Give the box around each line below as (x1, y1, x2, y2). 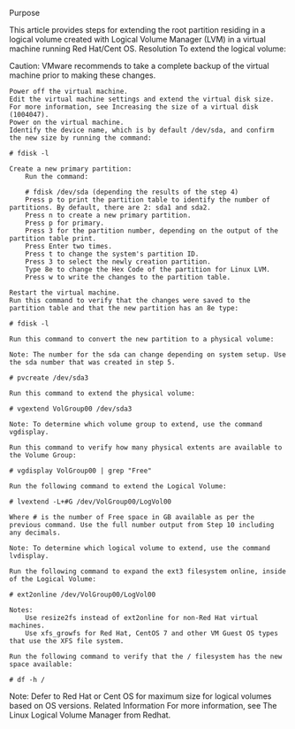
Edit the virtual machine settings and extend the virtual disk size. (9, 95, 275, 104)
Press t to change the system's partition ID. (25, 249, 200, 258)
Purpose (9, 8, 41, 18)
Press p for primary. (25, 219, 104, 227)
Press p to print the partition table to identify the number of (25, 196, 271, 204)
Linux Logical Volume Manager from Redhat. (9, 710, 171, 720)
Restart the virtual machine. (9, 288, 121, 297)
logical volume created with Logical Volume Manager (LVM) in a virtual (9, 35, 267, 44)
